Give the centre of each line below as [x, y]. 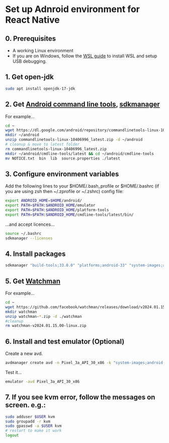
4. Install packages [35, 254]
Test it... [14, 372]
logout [12, 435]
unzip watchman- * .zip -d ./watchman [44, 316]
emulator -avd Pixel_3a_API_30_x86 [43, 382]
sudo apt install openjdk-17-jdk [40, 88]
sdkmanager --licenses [29, 238]
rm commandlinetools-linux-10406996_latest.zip [56, 149]
